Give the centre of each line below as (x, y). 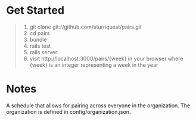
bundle (38, 39)
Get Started (35, 10)
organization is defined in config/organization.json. (69, 111)
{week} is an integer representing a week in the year (94, 65)
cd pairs (40, 33)
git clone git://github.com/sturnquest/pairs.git (85, 27)
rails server (43, 52)
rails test (40, 46)
